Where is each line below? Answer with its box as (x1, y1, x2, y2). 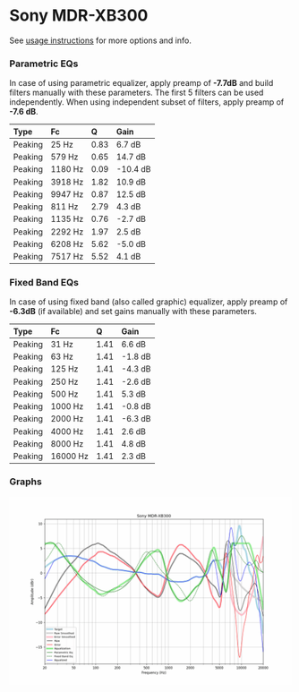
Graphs (9, 475, 42, 488)
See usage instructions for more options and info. (9, 35, 192, 46)
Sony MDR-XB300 (9, 5, 149, 26)
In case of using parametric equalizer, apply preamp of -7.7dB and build (9, 78, 274, 89)
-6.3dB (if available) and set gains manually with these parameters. (9, 306, 258, 317)
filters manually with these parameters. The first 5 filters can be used (9, 87, 264, 98)
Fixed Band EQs (9, 276, 79, 288)
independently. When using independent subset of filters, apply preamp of (9, 97, 285, 107)
